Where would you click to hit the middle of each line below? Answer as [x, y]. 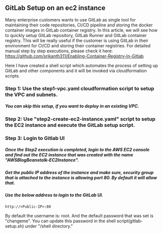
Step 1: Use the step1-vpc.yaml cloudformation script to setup [80, 88]
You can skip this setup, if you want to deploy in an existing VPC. [72, 106]
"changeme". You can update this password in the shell [60, 221]
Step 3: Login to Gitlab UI [35, 138]
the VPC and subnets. [31, 95]
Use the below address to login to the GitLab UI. [54, 195]
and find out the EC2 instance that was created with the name [69, 155]
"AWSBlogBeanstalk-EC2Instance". [42, 160]
